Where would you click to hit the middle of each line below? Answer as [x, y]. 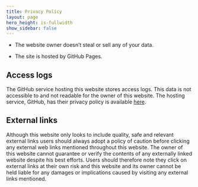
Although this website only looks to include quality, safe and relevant [90, 134]
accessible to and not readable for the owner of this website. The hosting [95, 96]
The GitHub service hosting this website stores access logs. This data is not [99, 89]
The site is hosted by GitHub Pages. [58, 56]
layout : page [22, 17]
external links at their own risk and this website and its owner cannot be [94, 166]
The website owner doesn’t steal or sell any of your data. [84, 45]
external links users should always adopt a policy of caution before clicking [98, 141]
